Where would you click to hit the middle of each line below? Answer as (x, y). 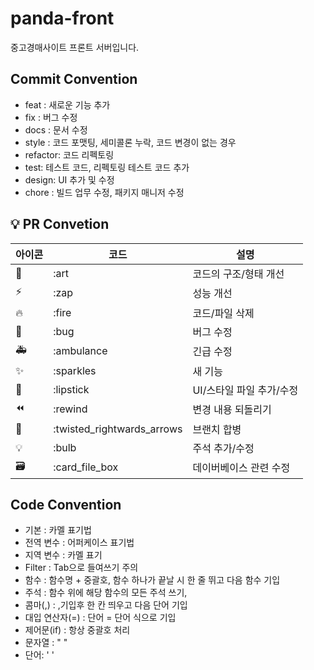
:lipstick (71, 389)
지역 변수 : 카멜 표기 (63, 555)
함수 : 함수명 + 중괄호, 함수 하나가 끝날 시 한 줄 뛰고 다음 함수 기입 (152, 580)
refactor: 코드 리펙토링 (69, 154)
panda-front (62, 18)
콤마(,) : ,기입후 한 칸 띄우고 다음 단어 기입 (106, 605)
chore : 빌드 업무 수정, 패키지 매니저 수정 (104, 192)
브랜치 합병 (217, 429)
